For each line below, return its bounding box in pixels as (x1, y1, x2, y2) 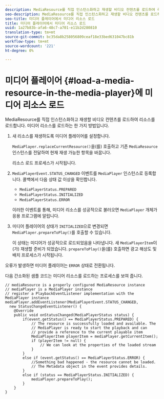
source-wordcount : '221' (5, 44, 56, 48)
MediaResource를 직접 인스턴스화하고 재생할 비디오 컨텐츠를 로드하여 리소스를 (5, 117, 155, 122)
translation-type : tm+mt (5, 30, 56, 35)
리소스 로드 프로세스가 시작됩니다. (12, 160, 77, 166)
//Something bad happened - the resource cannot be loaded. (31, 360, 156, 365)
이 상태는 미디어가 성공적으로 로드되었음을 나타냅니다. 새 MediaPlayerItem (12, 240, 153, 246)
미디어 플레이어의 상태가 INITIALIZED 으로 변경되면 (12, 223, 108, 229)
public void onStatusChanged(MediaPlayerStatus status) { (14, 313, 134, 318)
